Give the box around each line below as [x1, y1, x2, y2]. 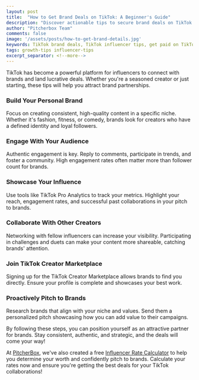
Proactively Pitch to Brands [6, 294, 86, 302]
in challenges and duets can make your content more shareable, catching [6, 238, 185, 246]
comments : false [6, 31, 46, 37]
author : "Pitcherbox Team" [6, 25, 73, 31]
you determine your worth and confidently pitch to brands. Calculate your [6, 356, 185, 363]
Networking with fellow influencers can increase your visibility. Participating [6, 232, 191, 239]
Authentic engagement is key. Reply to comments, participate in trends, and [6, 150, 191, 157]
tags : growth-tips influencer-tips [6, 47, 94, 53]
